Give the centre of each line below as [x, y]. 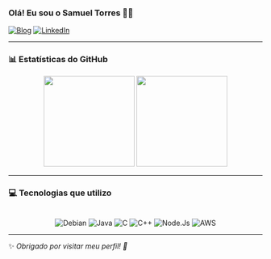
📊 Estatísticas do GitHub [58, 60]
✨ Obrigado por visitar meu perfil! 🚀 [68, 246]
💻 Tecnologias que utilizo [60, 193]
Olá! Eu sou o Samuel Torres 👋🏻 [71, 13]
